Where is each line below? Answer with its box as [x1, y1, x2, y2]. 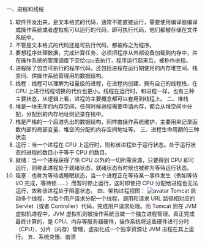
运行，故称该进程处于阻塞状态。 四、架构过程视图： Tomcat [15, 187, 190, 194]
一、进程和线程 [6, 6, 44, 12]
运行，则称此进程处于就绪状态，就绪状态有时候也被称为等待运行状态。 [15, 164, 193, 171]
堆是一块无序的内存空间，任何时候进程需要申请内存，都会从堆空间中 [15, 103, 187, 110]
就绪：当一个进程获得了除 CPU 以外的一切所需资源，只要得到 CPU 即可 [15, 156, 195, 164]
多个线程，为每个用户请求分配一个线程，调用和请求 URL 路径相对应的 [20, 195, 196, 202]
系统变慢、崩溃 [38, 233, 76, 240]
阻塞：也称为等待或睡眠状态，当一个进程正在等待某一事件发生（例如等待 [15, 172, 198, 179]
